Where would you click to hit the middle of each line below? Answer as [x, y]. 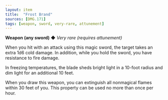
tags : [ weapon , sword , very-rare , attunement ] [55, 24]
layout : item [19, 10]
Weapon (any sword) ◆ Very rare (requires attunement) [64, 38]
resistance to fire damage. [32, 58]
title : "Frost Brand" [29, 14]
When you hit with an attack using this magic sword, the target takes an [79, 47]
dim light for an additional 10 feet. [40, 73]
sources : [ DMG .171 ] [26, 19]
